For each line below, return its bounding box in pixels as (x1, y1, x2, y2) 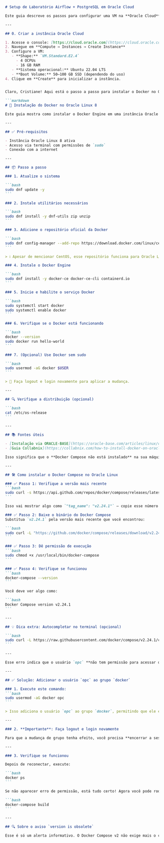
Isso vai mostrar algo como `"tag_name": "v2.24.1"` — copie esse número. (5, 504, 161, 509)
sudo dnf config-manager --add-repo (5, 240, 80, 246)
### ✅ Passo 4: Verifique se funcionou (5, 566, 87, 571)
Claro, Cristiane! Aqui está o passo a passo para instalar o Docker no (5, 90, 156, 94)
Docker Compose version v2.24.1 (5, 602, 71, 607)
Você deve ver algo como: (5, 589, 58, 594)
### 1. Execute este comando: (5, 686, 67, 691)
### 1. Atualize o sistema (5, 174, 60, 179)
